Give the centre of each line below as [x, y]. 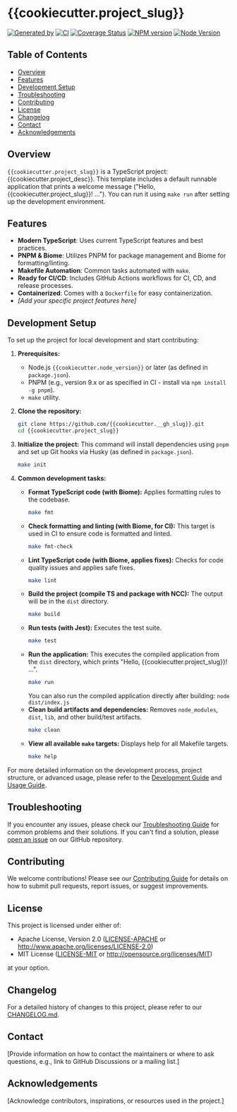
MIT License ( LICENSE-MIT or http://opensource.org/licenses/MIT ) [115, 954]
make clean [44, 730]
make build [44, 614]
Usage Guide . [27, 785]
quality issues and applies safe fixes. [81, 567]
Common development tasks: [62, 478]
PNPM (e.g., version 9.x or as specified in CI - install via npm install [127, 383]
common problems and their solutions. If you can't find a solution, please [113, 832]
